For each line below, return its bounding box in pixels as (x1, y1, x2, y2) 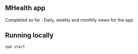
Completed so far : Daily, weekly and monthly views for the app (5, 17, 134, 23)
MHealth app (5, 4, 46, 12)
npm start (5, 44, 26, 49)
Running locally (5, 31, 54, 40)
